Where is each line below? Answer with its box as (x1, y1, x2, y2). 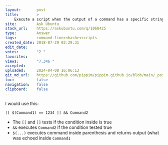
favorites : (5, 54, 28, 59)
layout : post (5, 7, 46, 13)
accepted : (5, 63, 26, 68)
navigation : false (5, 82, 48, 87)
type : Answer (5, 31, 50, 36)
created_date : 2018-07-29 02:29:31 (5, 40, 79, 45)
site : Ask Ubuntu (5, 21, 59, 27)
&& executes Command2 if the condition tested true (12, 124, 112, 130)
